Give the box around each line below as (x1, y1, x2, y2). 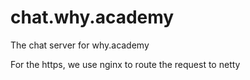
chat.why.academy (10, 6, 175, 29)
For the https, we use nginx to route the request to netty (10, 58, 241, 70)
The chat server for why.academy (10, 39, 150, 51)
